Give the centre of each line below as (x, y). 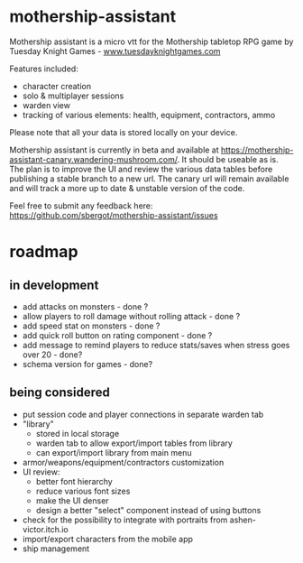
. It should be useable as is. (228, 159)
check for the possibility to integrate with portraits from (125, 520)
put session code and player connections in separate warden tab (143, 414)
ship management (56, 549)
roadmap (44, 252)
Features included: (44, 69)
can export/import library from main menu (114, 452)
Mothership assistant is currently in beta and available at (114, 150)
